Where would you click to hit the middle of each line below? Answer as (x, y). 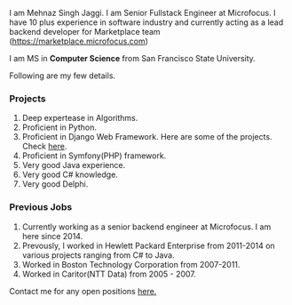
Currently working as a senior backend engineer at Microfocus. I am (146, 227)
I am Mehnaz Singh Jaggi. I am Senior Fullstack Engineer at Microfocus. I (142, 13)
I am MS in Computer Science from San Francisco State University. (132, 58)
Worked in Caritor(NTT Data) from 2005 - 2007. (109, 274)
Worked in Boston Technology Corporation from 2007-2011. (131, 264)
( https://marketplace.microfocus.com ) (79, 41)
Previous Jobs (41, 207)
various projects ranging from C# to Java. (98, 255)
